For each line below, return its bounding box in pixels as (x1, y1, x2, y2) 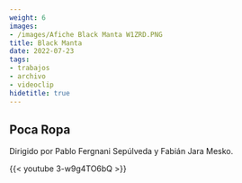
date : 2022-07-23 (9, 47, 75, 56)
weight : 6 (9, 13, 47, 23)
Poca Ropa (9, 122, 71, 137)
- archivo (9, 72, 47, 81)
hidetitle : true (9, 88, 70, 97)
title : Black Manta (9, 38, 83, 48)
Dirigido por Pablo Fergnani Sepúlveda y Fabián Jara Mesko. (9, 146, 234, 157)
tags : (9, 55, 30, 64)
